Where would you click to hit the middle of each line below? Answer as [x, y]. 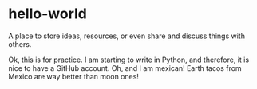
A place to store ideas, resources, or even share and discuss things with [127, 36]
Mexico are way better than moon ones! [74, 76]
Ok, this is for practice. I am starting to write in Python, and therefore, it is [129, 60]
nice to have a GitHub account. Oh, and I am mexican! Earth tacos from [125, 68]
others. [20, 44]
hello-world [48, 14]
